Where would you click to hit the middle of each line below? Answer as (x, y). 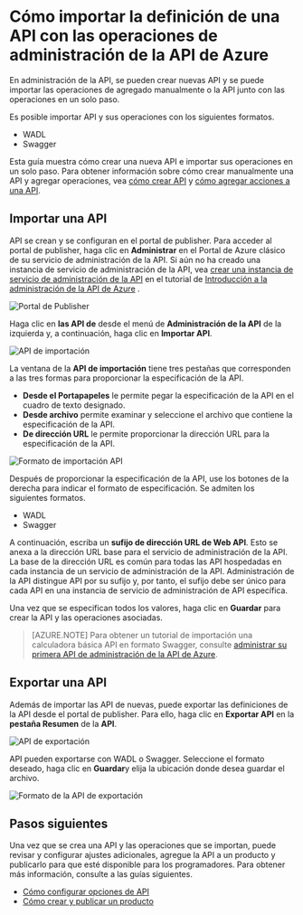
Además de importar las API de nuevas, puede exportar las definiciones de (149, 704)
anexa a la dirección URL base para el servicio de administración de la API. (148, 552)
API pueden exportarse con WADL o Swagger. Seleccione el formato (137, 759)
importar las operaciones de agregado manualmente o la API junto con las (147, 90)
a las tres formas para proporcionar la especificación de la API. (127, 378)
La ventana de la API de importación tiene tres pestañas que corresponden (150, 368)
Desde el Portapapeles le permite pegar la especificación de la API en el (158, 395)
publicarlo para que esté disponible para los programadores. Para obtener (147, 864)
